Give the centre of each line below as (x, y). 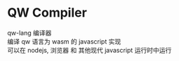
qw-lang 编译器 (29, 33)
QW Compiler (47, 13)
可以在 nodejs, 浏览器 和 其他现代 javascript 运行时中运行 (89, 50)
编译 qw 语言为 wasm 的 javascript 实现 (64, 41)
